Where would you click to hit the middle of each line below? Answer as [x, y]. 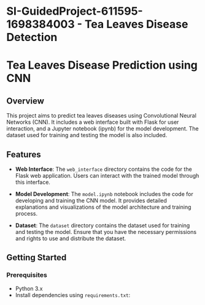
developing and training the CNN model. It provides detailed [91, 201]
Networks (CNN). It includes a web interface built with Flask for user [93, 122]
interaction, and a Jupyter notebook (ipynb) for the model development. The [102, 129]
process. [26, 213]
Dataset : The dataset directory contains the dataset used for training [102, 225]
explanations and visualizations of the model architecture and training [103, 207]
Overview [25, 101]
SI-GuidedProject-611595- [75, 11]
